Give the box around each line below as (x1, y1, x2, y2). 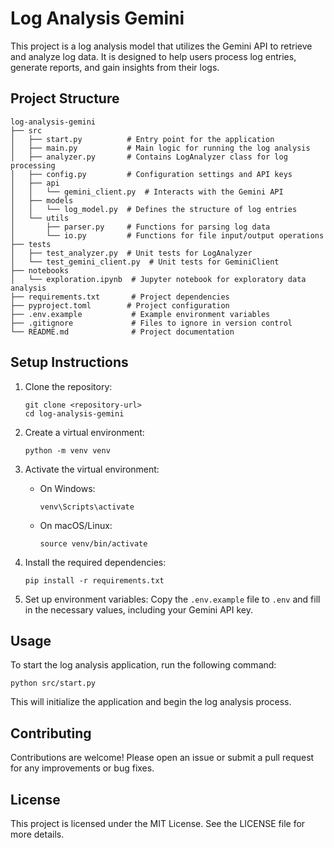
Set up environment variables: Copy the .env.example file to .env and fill (24, 593, 321, 605)
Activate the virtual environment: (24, 463, 160, 475)
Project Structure (10, 90, 120, 107)
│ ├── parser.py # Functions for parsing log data (10, 222, 271, 232)
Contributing (10, 725, 92, 742)
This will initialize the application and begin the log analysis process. (10, 696, 292, 708)
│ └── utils (10, 213, 70, 223)
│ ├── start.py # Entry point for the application (10, 134, 275, 144)
